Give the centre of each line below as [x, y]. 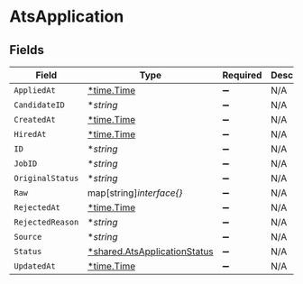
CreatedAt [35, 119]
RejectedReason [46, 222]
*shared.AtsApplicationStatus [150, 252]
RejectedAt [37, 208]
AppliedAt [35, 91]
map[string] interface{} [135, 193]
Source [28, 237]
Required [242, 75]
